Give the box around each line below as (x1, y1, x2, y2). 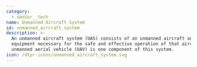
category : (6, 8, 30, 15)
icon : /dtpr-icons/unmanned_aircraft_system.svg (6, 52, 127, 58)
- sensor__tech (11, 14, 49, 20)
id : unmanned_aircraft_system (6, 24, 80, 31)
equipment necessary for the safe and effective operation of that (11, 41, 180, 47)
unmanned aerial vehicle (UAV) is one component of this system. (11, 47, 175, 52)
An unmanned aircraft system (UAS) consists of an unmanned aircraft (11, 36, 185, 41)
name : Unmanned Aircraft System (6, 19, 85, 25)
